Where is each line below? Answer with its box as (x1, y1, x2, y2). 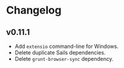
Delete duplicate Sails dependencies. (14, 49, 106, 56)
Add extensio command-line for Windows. (14, 43, 119, 50)
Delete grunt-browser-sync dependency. (14, 56, 114, 62)
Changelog (6, 4, 62, 17)
